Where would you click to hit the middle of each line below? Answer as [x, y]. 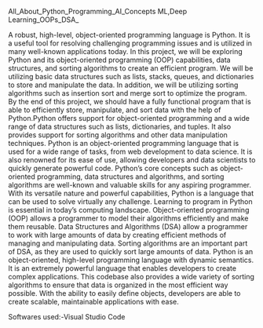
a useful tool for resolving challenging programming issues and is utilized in [130, 43]
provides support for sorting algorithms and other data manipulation [118, 135]
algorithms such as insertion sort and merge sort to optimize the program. [128, 93]
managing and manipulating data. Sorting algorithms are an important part [128, 243]
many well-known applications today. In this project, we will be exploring [126, 51]
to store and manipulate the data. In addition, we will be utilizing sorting [123, 85]
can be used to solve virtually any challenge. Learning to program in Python [130, 202]
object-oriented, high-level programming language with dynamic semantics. [131, 260]
